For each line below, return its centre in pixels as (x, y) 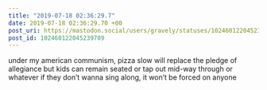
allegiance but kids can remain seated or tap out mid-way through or (120, 69)
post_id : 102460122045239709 (56, 38)
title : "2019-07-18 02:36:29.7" (62, 16)
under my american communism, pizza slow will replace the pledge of (123, 61)
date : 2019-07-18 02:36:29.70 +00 (66, 23)
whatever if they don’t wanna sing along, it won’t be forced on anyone (122, 77)
